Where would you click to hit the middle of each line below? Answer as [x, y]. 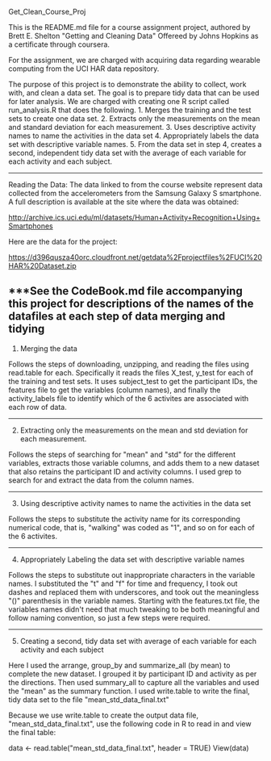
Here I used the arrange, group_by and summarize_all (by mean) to [119, 665]
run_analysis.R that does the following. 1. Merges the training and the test [130, 110]
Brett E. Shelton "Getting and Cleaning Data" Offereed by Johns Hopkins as [134, 36]
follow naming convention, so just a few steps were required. [109, 617]
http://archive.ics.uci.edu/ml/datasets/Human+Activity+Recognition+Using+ [134, 217]
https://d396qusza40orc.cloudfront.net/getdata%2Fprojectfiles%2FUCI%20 [135, 257]
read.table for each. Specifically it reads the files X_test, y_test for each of [131, 372]
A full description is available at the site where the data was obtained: [124, 202]
